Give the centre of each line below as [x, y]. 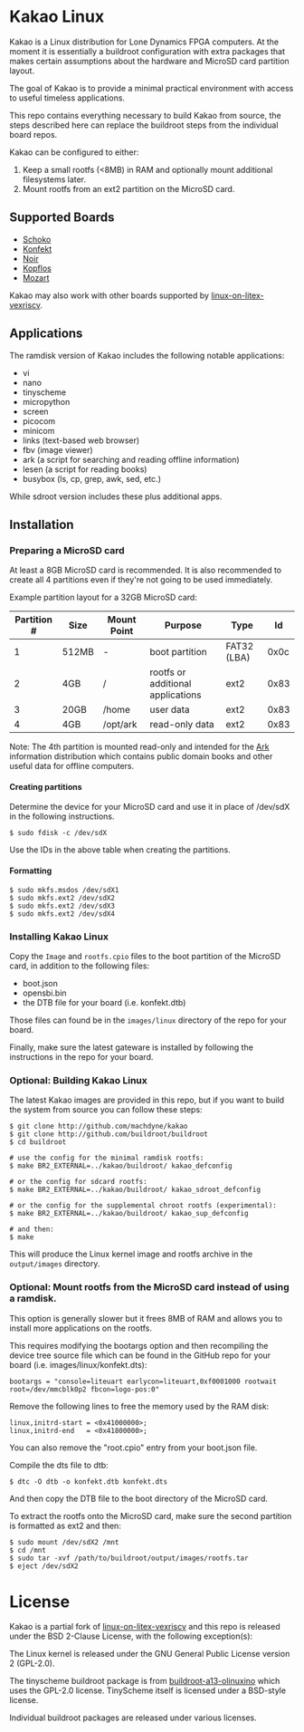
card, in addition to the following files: [80, 966]
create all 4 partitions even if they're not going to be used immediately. [141, 580]
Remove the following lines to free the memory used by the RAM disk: [139, 1406]
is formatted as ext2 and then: [66, 1525]
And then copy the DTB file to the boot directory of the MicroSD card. [139, 1498]
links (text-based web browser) [81, 440]
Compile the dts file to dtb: [59, 1465]
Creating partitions [46, 786]
